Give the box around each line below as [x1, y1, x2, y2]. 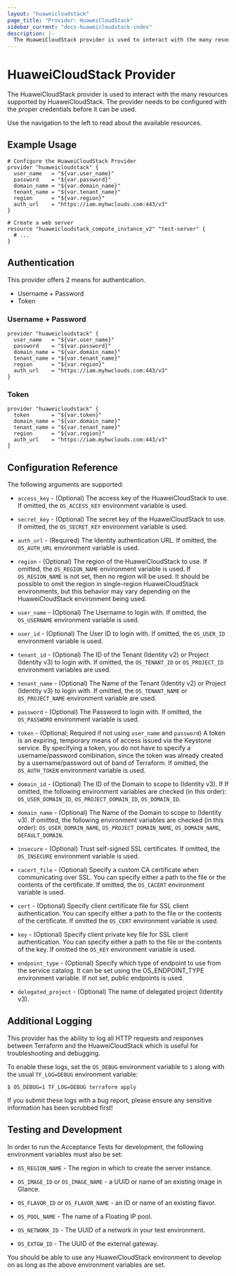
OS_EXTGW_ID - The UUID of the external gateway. [17, 1239, 159, 1248]
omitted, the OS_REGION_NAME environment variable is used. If [17, 564, 191, 574]
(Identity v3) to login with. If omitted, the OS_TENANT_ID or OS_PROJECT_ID [17, 658, 224, 667]
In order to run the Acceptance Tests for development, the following [7, 1142, 204, 1151]
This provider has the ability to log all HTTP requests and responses [7, 1034, 204, 1042]
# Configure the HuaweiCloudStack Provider [7, 158, 137, 165]
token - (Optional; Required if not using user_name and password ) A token [17, 729, 226, 738]
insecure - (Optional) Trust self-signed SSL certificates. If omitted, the [17, 845, 221, 853]
